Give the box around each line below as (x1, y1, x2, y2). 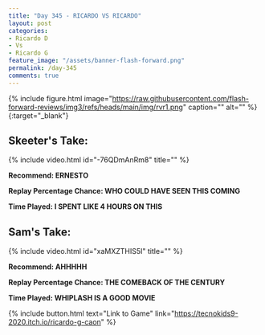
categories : (8, 27, 48, 35)
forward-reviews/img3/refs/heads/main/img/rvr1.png (8, 102, 183, 112)
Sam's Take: (8, 225, 71, 239)
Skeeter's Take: (8, 134, 88, 148)
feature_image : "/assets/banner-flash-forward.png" (8, 57, 185, 65)
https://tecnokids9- (173, 308, 238, 318)
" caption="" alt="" (182, 102, 246, 112)
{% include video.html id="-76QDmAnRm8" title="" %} (8, 155, 190, 165)
